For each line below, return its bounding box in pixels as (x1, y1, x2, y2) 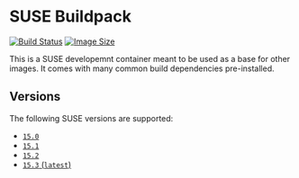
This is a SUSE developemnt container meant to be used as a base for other (9, 53, 291, 64)
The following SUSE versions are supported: (9, 112, 174, 123)
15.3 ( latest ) (22, 159, 72, 170)
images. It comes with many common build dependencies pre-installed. (9, 63, 275, 74)
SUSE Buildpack (9, 6, 132, 27)
